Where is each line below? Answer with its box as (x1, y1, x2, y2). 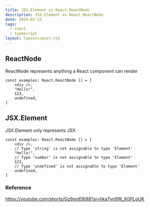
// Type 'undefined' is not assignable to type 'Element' (14, 163, 140, 169)
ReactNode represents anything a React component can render (5, 68, 138, 74)
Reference (5, 184, 32, 191)
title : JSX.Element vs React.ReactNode (5, 7, 90, 13)
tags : (5, 21, 17, 27)
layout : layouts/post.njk (5, 36, 60, 41)
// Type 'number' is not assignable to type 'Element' (14, 155, 133, 160)
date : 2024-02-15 (5, 17, 42, 22)
